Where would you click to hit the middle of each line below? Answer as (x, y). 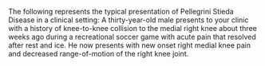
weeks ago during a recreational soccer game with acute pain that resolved (132, 37)
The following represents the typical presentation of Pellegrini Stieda (121, 12)
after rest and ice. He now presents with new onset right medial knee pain (130, 45)
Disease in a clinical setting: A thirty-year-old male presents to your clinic (129, 20)
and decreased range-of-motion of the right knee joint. (99, 54)
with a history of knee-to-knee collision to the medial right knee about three (132, 28)
